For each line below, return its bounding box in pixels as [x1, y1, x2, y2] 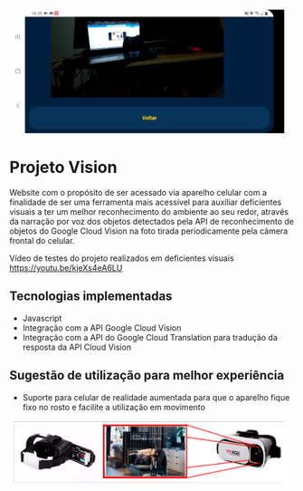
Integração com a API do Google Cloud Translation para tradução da [22, 332, 279, 342]
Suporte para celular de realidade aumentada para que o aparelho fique [22, 391, 290, 402]
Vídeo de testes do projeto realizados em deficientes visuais [9, 253, 234, 264]
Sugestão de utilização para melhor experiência [9, 368, 285, 383]
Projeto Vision [9, 158, 118, 178]
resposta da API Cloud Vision [22, 342, 132, 352]
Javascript [22, 313, 62, 323]
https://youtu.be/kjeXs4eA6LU [9, 262, 123, 273]
